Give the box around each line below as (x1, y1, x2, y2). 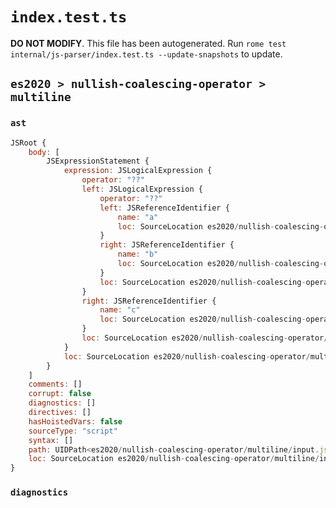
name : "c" (99, 305, 141, 315)
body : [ (28, 147, 60, 157)
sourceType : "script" (28, 426, 118, 436)
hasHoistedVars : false (28, 416, 123, 427)
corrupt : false (28, 389, 92, 399)
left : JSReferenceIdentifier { (99, 203, 230, 213)
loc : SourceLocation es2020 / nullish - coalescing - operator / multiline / (28, 454, 320, 464)
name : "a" (117, 212, 159, 222)
